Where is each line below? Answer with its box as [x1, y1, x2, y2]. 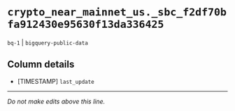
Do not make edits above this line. [7, 97, 106, 105]
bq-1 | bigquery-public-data [7, 38, 89, 47]
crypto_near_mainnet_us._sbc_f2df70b [7, 6, 227, 19]
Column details [7, 59, 75, 71]
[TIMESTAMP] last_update [17, 77, 94, 85]
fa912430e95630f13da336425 [7, 18, 164, 31]
